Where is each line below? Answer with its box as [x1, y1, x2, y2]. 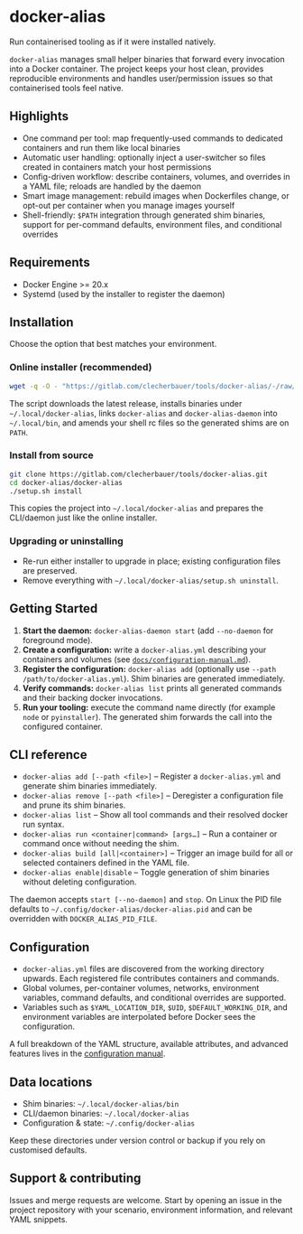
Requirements [9, 255, 90, 270]
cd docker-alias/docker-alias [9, 478, 124, 487]
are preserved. [22, 565, 78, 575]
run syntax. [22, 819, 65, 830]
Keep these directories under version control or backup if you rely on [9, 1136, 266, 1146]
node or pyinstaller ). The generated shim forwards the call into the [22, 711, 272, 722]
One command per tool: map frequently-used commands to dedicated [22, 133, 284, 144]
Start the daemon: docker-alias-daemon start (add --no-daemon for [22, 625, 274, 636]
